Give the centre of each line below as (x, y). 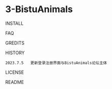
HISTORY (15, 53)
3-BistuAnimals (39, 9)
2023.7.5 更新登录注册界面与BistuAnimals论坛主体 (56, 63)
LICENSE (15, 72)
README (15, 82)
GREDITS (15, 43)
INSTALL (15, 23)
